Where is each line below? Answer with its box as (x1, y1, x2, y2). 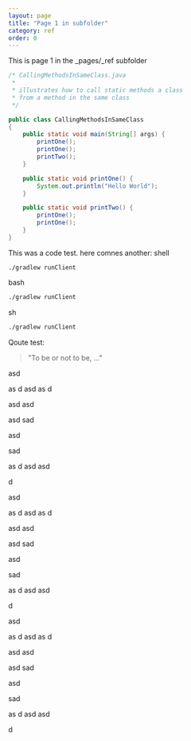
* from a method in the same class (11, 94, 130, 102)
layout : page (8, 11, 52, 20)
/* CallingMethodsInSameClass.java (8, 71, 127, 80)
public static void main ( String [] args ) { (22, 130, 166, 138)
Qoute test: (8, 337, 45, 347)
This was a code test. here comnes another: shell (8, 248, 170, 257)
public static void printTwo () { (22, 204, 134, 212)
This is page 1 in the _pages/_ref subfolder (8, 56, 147, 66)
